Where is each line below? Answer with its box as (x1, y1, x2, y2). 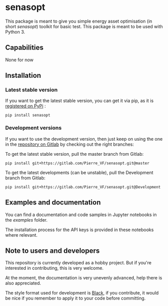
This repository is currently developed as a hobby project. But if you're (5, 260, 152, 266)
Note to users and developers (5, 246, 100, 255)
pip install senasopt (5, 113, 51, 118)
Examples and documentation (5, 198, 101, 207)
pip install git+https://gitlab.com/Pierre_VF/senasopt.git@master (5, 160, 150, 166)
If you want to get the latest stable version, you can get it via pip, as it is (5, 97, 154, 104)
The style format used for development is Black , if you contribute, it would (5, 290, 159, 296)
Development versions (5, 125, 62, 132)
